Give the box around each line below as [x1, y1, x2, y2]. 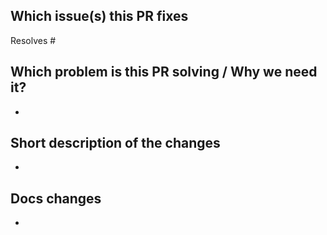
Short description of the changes [10, 135, 221, 152]
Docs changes [10, 190, 102, 207]
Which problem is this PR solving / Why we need [10, 64, 318, 81]
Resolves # [10, 34, 57, 46]
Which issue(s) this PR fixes [10, 8, 189, 25]
